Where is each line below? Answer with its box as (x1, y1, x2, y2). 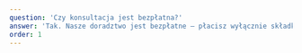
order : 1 (9, 30, 42, 39)
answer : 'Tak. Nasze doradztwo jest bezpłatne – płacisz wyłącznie (9, 22, 268, 31)
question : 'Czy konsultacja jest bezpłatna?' (9, 13, 182, 22)
